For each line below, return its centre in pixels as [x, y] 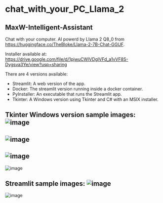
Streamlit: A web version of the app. [49, 83]
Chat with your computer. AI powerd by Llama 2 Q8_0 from [65, 39]
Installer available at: [26, 54]
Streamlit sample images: [45, 183]
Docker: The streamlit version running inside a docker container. [78, 89]
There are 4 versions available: [37, 74]
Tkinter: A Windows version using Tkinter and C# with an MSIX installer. [85, 99]
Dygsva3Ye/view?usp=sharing [36, 64]
